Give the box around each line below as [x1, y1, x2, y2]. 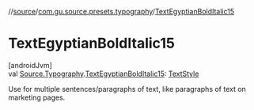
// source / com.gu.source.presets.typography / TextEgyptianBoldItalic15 [8, 7, 235, 16]
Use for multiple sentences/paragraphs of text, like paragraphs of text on [8, 84, 247, 93]
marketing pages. [8, 93, 66, 102]
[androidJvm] [8, 60, 53, 70]
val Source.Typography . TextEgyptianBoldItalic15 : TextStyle [8, 69, 199, 78]
